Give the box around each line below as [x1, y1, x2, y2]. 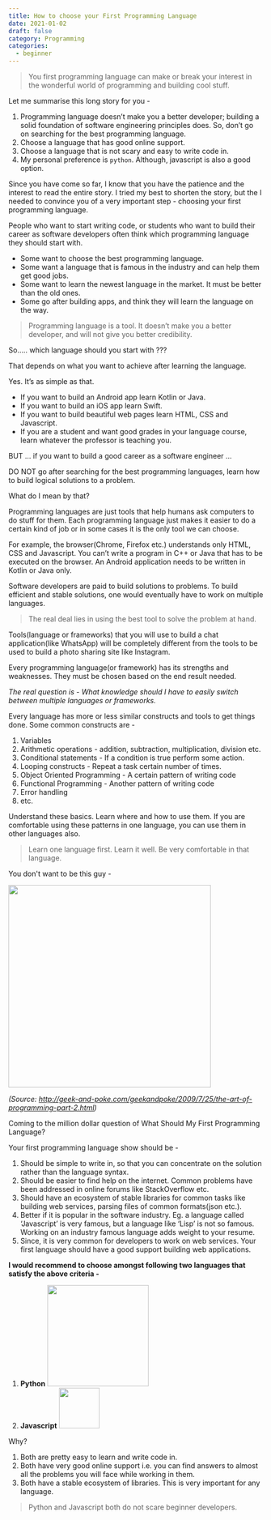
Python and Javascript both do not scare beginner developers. [28, 1502, 237, 1512]
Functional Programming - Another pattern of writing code [19, 779, 214, 788]
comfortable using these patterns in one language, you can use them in [8, 820, 247, 830]
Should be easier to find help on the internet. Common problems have [19, 1176, 253, 1185]
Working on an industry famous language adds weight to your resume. [19, 1228, 256, 1236]
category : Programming [8, 34, 85, 43]
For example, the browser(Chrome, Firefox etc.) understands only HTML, [8, 540, 252, 549]
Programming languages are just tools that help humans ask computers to [8, 507, 255, 516]
